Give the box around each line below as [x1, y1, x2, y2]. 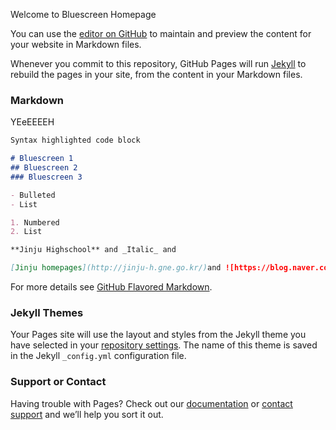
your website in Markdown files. [10, 39, 142, 50]
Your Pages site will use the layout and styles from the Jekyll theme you [10, 329, 307, 341]
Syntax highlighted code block [10, 135, 141, 146]
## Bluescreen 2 [10, 163, 78, 173]
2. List [10, 227, 43, 237]
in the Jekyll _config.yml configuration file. [10, 350, 187, 362]
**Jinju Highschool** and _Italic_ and [10, 245, 177, 255]
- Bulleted [10, 190, 56, 200]
